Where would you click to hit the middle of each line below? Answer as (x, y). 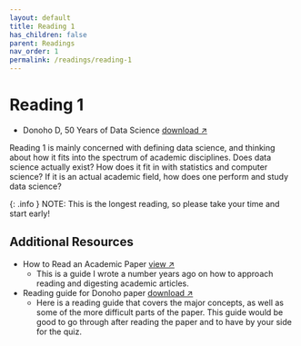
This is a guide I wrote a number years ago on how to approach (155, 273)
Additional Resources (71, 242)
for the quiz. (59, 331)
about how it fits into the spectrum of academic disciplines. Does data (140, 157)
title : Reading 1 (42, 26)
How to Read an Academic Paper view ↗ (99, 263)
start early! (30, 213)
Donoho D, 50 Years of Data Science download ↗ (115, 130)
